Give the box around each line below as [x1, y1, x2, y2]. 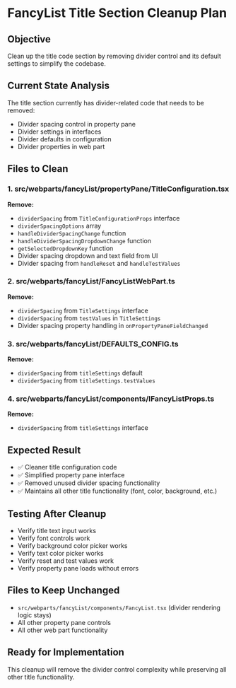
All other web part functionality [17, 626, 108, 634]
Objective [7, 33, 52, 45]
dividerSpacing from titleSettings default [17, 369, 143, 378]
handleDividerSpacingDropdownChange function [17, 236, 152, 245]
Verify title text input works [17, 527, 97, 535]
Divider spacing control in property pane [17, 119, 136, 128]
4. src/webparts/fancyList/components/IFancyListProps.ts [7, 394, 215, 404]
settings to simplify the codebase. [7, 59, 106, 68]
